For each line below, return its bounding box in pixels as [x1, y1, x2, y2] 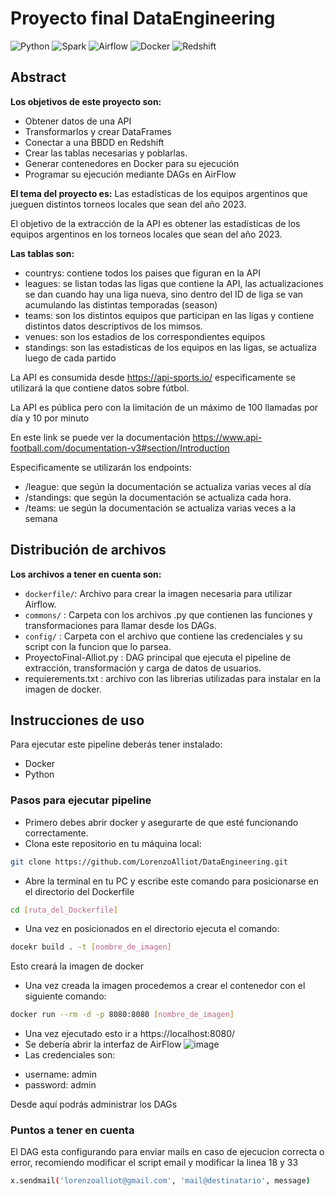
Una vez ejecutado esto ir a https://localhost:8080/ [24, 1028, 236, 1040]
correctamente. [24, 827, 89, 839]
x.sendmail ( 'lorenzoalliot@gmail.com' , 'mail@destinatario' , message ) [10, 1176, 311, 1186]
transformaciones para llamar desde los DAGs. [24, 619, 217, 631]
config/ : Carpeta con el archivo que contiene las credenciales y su [24, 630, 303, 642]
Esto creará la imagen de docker [10, 960, 144, 972]
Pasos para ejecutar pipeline [10, 793, 152, 807]
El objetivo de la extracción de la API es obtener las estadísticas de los [10, 217, 301, 229]
